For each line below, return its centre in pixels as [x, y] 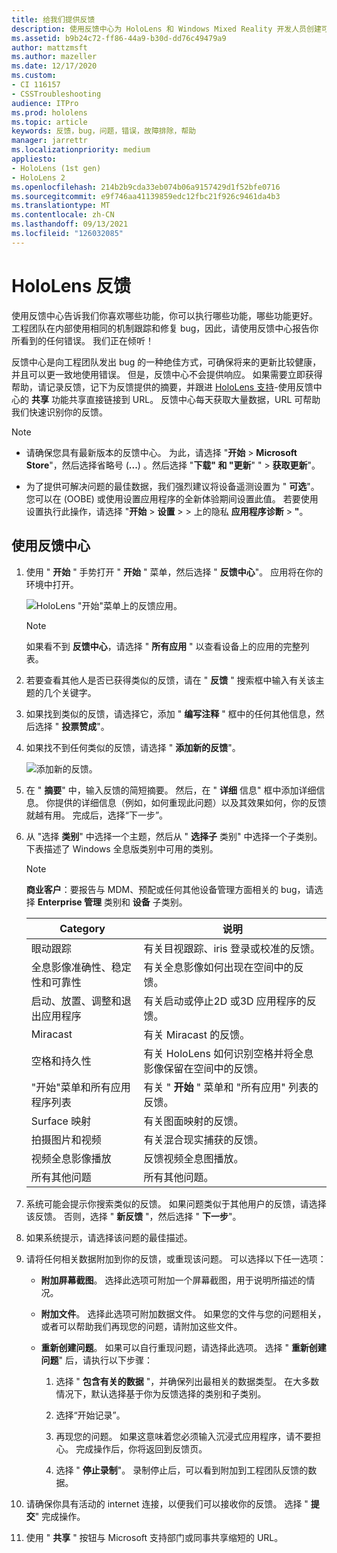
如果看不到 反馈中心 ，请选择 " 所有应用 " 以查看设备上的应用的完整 [163, 646]
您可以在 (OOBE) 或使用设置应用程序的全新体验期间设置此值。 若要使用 [172, 498]
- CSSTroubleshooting [56, 94]
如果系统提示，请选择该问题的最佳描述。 [109, 1237]
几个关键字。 [70, 692]
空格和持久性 [61, 1061]
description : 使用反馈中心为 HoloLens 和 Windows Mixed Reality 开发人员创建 [166, 29]
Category [82, 928]
